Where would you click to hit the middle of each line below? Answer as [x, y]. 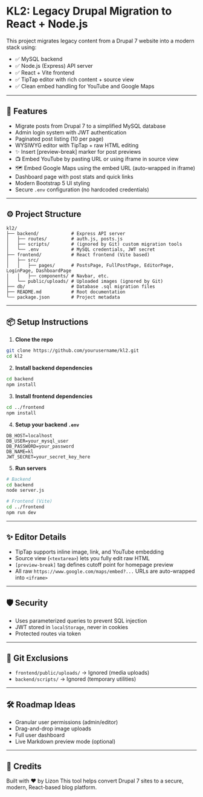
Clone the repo [34, 340]
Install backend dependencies [53, 368]
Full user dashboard [40, 735]
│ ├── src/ [23, 260]
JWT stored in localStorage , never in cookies [72, 627]
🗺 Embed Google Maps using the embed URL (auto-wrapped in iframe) [105, 168]
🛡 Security [27, 603]
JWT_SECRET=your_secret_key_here [48, 457]
